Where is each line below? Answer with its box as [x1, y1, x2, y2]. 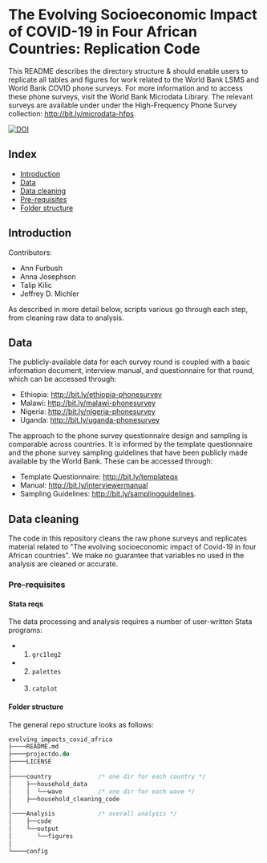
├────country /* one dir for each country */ [8, 772, 206, 780]
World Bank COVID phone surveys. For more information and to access [8, 83, 243, 93]
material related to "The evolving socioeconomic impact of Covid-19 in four [8, 542, 257, 552]
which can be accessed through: [8, 375, 117, 384]
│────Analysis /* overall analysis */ [8, 810, 178, 818]
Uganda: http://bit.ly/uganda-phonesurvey [19, 415, 160, 425]
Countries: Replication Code [8, 40, 200, 58]
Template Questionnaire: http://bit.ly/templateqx [19, 472, 179, 482]
